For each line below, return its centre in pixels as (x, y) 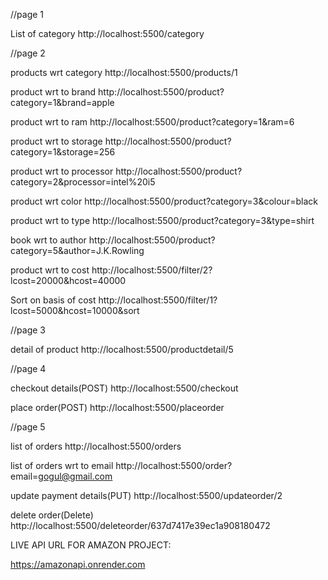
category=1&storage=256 (63, 152)
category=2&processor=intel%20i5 (83, 182)
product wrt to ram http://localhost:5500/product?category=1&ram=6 (152, 122)
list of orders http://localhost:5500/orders (96, 446)
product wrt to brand (53, 92)
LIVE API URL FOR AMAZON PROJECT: (91, 545)
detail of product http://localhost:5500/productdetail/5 (122, 349)
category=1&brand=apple (62, 102)
